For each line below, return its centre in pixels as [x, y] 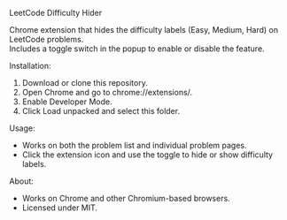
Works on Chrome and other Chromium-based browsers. [126, 198]
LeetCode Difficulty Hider [56, 13]
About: [21, 181]
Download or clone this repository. [85, 83]
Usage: [22, 128]
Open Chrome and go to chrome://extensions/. [107, 92]
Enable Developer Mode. [67, 102]
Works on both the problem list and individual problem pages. [134, 145]
